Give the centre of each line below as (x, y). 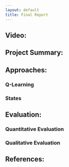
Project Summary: (34, 53)
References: (25, 159)
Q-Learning (20, 85)
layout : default (22, 10)
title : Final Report (27, 15)
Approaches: (26, 70)
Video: (16, 35)
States (13, 98)
